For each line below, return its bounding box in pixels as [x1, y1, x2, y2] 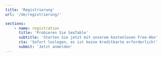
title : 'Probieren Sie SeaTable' [18, 30, 89, 35]
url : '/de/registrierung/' [5, 12, 62, 17]
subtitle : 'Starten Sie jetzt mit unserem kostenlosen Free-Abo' [18, 35, 158, 40]
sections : [5, 21, 26, 26]
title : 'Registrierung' [5, 7, 55, 12]
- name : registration [14, 25, 59, 30]
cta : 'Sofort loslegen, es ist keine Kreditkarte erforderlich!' [18, 39, 158, 45]
